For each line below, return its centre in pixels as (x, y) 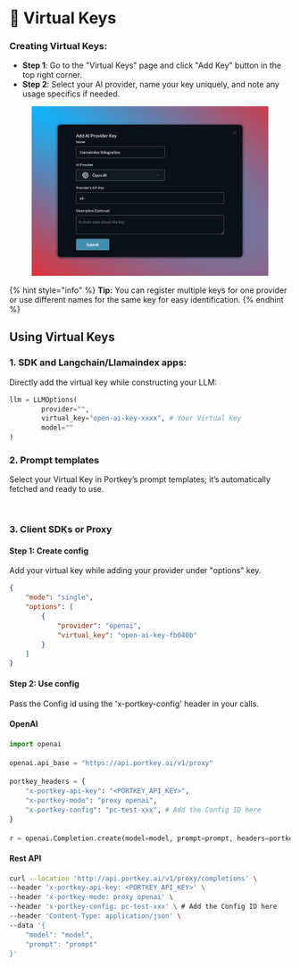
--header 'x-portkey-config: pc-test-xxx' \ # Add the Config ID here (143, 907)
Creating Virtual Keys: (58, 46)
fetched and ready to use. (57, 489)
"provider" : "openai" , (99, 625)
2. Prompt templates (54, 460)
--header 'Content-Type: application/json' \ (95, 916)
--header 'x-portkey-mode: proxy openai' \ (92, 897)
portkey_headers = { (48, 782)
